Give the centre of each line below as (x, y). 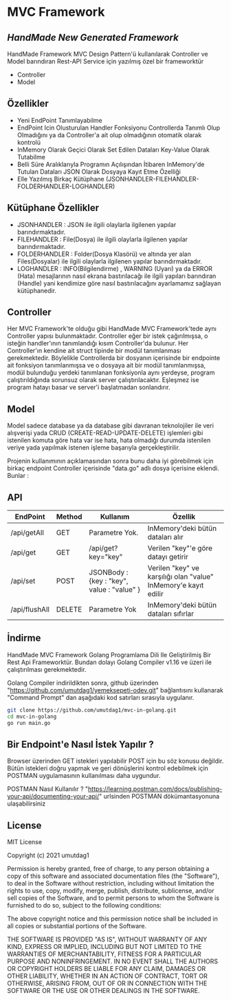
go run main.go (29, 723)
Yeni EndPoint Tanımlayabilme (59, 120)
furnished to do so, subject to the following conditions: (84, 906)
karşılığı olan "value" (181, 577)
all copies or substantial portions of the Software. (77, 926)
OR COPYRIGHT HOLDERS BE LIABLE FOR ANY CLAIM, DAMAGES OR (107, 969)
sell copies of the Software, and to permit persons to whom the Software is (113, 898)
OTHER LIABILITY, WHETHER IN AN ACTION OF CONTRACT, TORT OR (107, 976)
